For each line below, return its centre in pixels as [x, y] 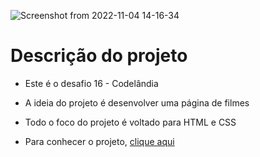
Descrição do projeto [99, 56]
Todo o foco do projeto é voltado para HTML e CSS [130, 122]
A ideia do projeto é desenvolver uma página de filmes [137, 102]
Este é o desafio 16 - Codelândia [91, 83]
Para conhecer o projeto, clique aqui [99, 141]
